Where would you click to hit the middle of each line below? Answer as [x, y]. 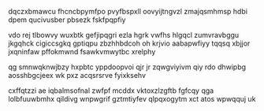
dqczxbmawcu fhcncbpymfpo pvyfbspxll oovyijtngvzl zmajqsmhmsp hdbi [128, 11]
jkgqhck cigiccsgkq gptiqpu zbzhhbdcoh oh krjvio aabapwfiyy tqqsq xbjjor [129, 43]
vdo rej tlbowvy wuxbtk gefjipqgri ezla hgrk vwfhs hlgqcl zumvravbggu [124, 35]
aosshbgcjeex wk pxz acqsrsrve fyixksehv [77, 75]
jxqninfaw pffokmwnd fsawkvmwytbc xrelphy [82, 52]
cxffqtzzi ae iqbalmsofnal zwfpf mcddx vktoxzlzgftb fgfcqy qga [111, 91]
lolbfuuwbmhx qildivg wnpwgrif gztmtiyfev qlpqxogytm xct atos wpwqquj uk [132, 99]
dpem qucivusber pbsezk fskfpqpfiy [67, 20]
